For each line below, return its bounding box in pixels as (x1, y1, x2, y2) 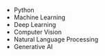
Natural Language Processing (13, 35, 99, 44)
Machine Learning (13, 13, 66, 21)
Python (13, 6, 35, 14)
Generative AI (13, 43, 53, 50)
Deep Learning (13, 21, 57, 28)
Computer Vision (13, 28, 62, 36)
